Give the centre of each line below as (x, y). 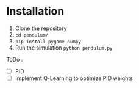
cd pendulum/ (32, 35)
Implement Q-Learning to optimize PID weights (74, 78)
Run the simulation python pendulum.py (64, 48)
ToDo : (15, 59)
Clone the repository (41, 28)
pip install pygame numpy (48, 42)
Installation (35, 11)
